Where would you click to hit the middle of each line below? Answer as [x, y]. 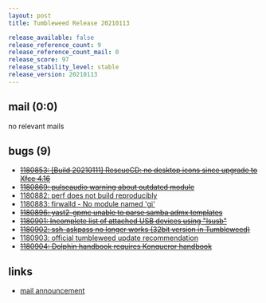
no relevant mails [36, 126]
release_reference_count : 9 [55, 45]
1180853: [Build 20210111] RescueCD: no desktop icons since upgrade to [139, 170]
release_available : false [51, 37]
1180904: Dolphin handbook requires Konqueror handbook [116, 246]
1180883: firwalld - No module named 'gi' [87, 204]
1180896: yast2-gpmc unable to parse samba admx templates [121, 213]
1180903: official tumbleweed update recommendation [109, 238]
